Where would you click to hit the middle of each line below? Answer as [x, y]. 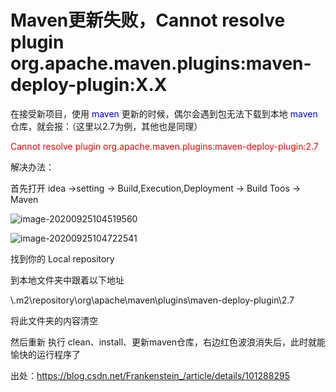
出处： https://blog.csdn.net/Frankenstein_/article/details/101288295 [150, 375]
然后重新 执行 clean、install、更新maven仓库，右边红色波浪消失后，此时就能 [168, 342]
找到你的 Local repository [62, 258]
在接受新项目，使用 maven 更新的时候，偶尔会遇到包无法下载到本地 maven [164, 113]
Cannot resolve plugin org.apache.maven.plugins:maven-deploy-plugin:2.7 [164, 146]
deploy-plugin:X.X [89, 85]
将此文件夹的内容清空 [54, 320]
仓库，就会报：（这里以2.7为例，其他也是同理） [106, 126]
